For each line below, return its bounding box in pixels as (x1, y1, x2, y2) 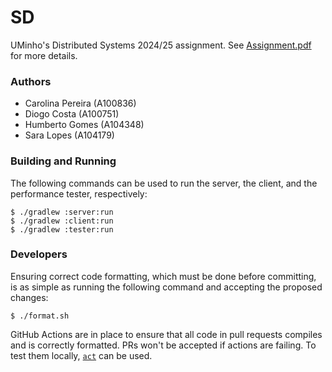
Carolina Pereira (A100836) (24, 97, 137, 110)
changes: (10, 291, 49, 303)
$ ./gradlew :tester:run (10, 224, 114, 235)
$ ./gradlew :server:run (10, 207, 114, 217)
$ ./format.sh (10, 311, 70, 321)
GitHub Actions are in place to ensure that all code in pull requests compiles (10, 328, 323, 340)
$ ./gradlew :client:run (10, 216, 114, 226)
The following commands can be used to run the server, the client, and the (10, 177, 318, 189)
